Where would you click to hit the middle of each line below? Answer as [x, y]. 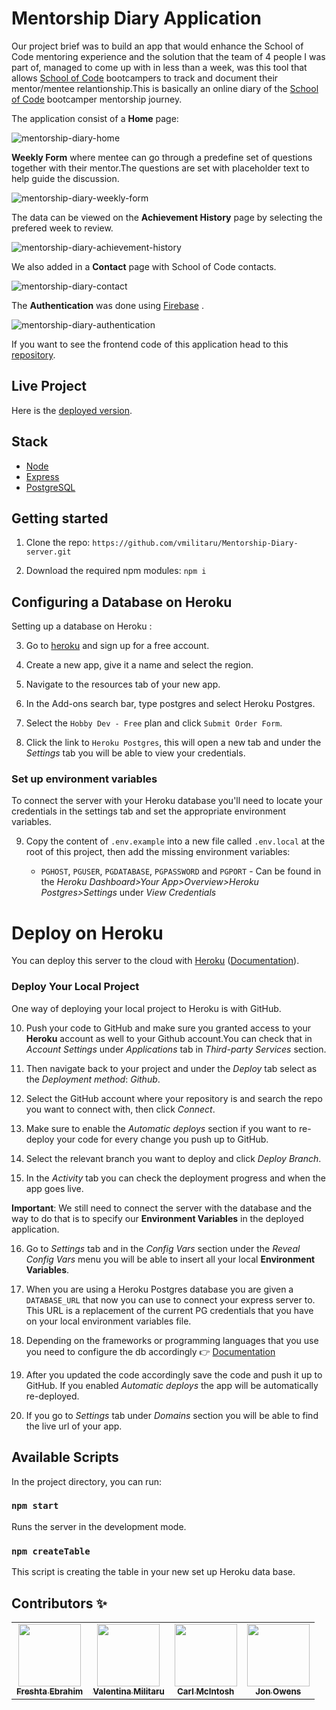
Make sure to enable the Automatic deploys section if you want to [161, 1128]
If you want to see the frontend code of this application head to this [150, 344]
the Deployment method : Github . [93, 1079]
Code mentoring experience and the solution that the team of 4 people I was [168, 56]
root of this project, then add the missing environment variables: [158, 852]
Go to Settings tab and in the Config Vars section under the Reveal [163, 1248]
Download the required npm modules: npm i [116, 571]
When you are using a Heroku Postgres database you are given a [159, 1289]
